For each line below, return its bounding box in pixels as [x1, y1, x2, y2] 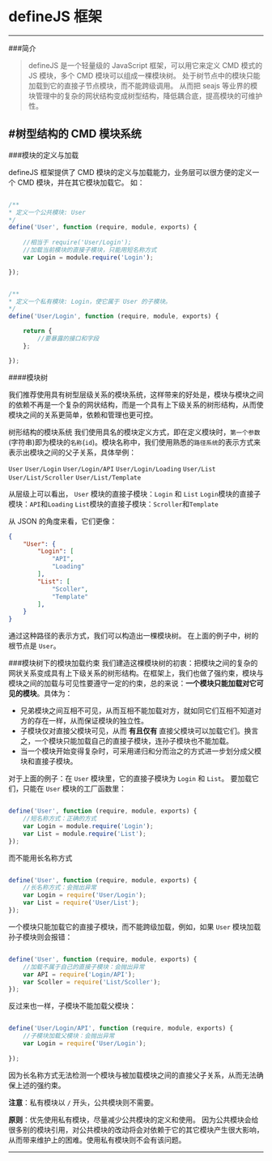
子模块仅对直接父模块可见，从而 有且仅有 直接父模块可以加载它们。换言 [19, 726, 259, 736]
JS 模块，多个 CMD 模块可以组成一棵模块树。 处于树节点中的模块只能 [28, 70, 261, 80]
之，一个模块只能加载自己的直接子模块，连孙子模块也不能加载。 [19, 736, 233, 746]
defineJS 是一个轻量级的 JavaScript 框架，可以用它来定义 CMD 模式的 [28, 60, 263, 70]
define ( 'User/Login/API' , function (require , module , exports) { [8, 1024, 233, 1033]
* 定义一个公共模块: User [8, 208, 87, 216]
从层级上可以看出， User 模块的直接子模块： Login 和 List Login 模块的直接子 [8, 489, 261, 498]
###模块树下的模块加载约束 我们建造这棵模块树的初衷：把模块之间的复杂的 [8, 658, 258, 668]
